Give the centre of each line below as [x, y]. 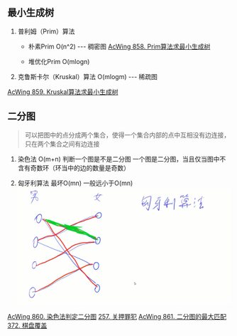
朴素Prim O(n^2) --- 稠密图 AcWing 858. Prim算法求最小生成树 [119, 46]
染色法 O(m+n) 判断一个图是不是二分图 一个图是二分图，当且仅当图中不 [122, 159]
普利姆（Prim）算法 [46, 31]
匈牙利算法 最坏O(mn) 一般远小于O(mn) [75, 183]
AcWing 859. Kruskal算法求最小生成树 [63, 92]
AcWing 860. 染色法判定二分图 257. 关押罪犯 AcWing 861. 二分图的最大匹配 [117, 316]
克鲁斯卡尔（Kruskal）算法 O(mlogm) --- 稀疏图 [88, 76]
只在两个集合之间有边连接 [62, 144]
